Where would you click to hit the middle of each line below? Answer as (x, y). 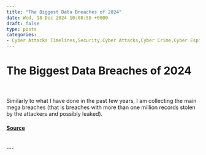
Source (16, 128)
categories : (21, 35)
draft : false (23, 23)
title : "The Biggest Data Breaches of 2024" (64, 12)
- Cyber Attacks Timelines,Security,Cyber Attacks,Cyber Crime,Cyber (97, 40)
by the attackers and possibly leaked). (55, 113)
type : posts (21, 29)
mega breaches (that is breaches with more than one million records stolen (101, 107)
